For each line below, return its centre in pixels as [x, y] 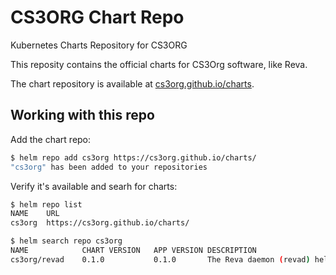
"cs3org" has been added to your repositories [109, 167]
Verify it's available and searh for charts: [94, 186]
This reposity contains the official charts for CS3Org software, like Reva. [159, 64]
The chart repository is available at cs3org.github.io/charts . [132, 83]
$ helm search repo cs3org [66, 241]
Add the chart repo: [51, 139]
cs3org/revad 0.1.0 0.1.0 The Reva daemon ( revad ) [160, 259]
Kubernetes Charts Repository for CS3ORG [99, 45]
